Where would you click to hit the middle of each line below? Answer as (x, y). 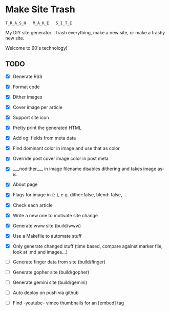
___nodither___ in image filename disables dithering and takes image (84, 169)
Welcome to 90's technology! (36, 48)
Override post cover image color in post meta (61, 159)
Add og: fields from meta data (44, 138)
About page (25, 184)
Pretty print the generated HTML (47, 128)
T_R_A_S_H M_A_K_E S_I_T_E (39, 23)
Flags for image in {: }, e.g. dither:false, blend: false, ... (70, 195)
